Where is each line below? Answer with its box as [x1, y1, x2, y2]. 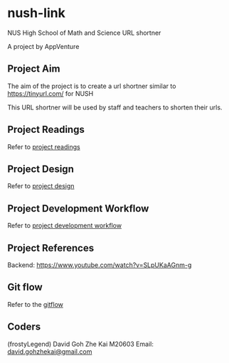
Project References [7, 242, 95, 254]
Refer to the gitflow [7, 300, 64, 308]
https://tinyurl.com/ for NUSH [7, 89, 94, 97]
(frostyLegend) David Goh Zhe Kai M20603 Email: [7, 340, 154, 348]
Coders [7, 321, 41, 333]
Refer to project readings [7, 142, 80, 151]
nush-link [7, 5, 65, 21]
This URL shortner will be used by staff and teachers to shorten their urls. [7, 103, 223, 112]
